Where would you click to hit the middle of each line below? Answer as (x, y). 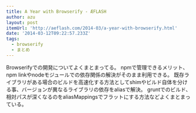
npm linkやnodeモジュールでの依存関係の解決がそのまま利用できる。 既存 (95, 75)
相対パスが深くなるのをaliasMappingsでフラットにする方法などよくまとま (96, 97)
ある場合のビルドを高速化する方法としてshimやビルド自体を (104, 82)
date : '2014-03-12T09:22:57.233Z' (49, 34)
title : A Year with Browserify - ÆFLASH (57, 11)
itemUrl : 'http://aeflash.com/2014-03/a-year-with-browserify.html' (92, 28)
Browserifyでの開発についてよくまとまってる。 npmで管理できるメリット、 (97, 67)
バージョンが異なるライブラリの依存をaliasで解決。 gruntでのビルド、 (106, 89)
